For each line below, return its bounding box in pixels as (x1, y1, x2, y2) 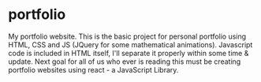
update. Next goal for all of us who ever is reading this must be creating (8, 57, 241, 66)
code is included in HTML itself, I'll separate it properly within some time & (8, 48, 249, 58)
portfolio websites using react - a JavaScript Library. (8, 65, 179, 74)
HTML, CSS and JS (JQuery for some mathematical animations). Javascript (8, 39, 253, 49)
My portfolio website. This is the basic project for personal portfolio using (8, 32, 247, 41)
